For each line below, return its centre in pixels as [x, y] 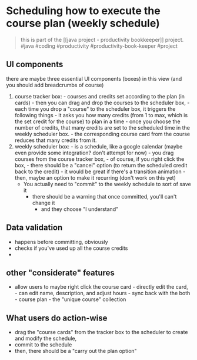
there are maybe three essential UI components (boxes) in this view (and [94, 78]
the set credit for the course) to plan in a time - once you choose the [97, 121]
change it [44, 203]
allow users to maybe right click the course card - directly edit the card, [101, 287]
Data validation [34, 228]
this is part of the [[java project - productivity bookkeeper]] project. [102, 39]
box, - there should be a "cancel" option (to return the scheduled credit [101, 165]
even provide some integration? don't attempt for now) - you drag [94, 153]
